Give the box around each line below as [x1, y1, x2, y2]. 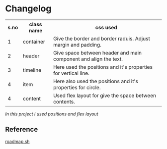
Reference [5, 125, 38, 134]
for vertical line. [53, 70, 89, 77]
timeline [23, 66, 42, 73]
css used [95, 24, 118, 31]
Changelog [5, 3, 52, 14]
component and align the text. [53, 55, 123, 62]
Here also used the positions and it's [53, 78, 138, 85]
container [23, 38, 46, 45]
